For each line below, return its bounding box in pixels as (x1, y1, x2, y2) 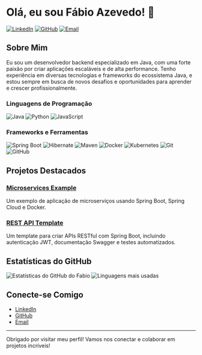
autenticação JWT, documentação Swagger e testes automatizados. (6, 239, 176, 246)
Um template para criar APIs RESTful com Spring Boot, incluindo (6, 232, 166, 239)
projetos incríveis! (6, 342, 50, 349)
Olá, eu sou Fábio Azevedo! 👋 (6, 5, 155, 19)
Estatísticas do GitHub (6, 256, 92, 267)
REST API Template (6, 218, 64, 227)
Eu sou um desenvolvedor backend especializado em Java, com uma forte (6, 58, 191, 66)
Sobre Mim (6, 43, 48, 53)
